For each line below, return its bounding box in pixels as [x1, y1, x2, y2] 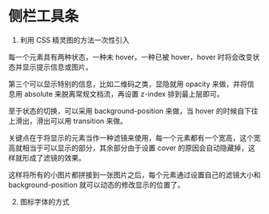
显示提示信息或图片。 [22, 61, 93, 72]
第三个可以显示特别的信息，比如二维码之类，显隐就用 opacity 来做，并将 [8, 79, 247, 89]
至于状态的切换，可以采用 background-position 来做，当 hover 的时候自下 [8, 105, 252, 116]
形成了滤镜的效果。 [22, 153, 86, 162]
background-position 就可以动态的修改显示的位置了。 [8, 180, 185, 189]
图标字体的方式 [19, 196, 70, 206]
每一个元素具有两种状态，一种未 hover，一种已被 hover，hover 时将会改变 [8, 52, 254, 61]
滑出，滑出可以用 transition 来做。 [14, 116, 128, 125]
